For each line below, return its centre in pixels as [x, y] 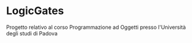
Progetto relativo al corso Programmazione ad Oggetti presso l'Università [96, 27]
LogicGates [35, 11]
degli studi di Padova [32, 33]
